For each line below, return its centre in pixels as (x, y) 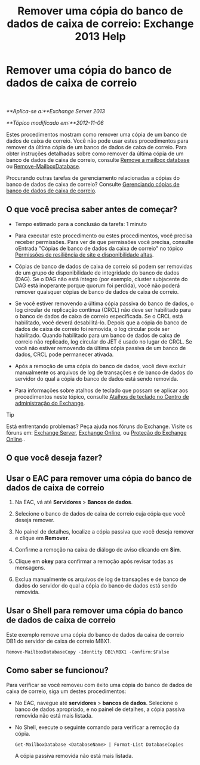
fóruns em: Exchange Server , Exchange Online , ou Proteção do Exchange (96, 432)
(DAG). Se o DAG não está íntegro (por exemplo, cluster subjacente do (101, 279)
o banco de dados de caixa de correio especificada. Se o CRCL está (99, 316)
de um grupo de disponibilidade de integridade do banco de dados (97, 272)
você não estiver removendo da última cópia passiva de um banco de (100, 348)
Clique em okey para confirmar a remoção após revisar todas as (94, 561)
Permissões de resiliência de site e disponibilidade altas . (84, 255)
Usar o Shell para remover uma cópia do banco (95, 611)
